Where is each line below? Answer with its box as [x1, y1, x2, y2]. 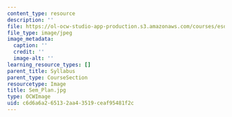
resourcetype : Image [7, 81, 67, 87]
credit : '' [13, 49, 45, 56]
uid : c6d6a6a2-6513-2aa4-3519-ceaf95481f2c [7, 100, 135, 107]
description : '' [7, 17, 54, 23]
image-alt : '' [13, 55, 54, 62]
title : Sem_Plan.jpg [7, 87, 67, 94]
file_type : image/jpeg [7, 29, 72, 36]
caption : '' [13, 42, 48, 49]
